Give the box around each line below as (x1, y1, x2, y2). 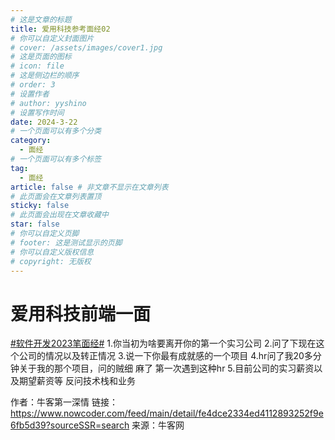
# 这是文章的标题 (10, 14, 72, 25)
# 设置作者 (10, 89, 50, 99)
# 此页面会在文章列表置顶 (10, 191, 102, 201)
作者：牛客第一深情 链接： (10, 396, 118, 408)
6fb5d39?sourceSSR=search (10, 419, 130, 431)
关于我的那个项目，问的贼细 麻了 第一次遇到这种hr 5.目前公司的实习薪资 (18, 362, 315, 375)
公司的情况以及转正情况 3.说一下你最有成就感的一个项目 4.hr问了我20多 (18, 350, 313, 362)
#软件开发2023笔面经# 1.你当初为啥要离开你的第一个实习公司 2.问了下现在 (10, 337, 317, 350)
